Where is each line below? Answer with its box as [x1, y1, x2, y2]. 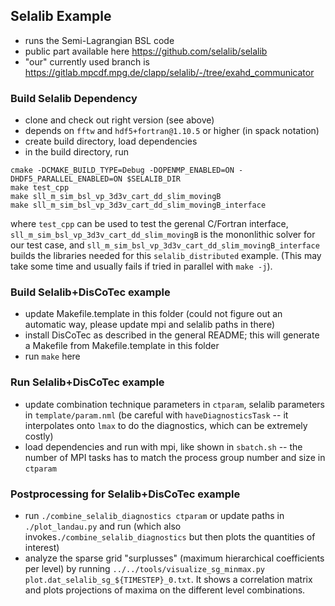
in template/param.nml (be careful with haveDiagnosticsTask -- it [24, 409, 289, 421]
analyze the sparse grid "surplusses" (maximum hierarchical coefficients [24, 552, 325, 564]
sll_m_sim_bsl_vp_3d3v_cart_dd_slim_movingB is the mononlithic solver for [10, 229, 316, 241]
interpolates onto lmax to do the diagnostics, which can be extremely [24, 419, 308, 431]
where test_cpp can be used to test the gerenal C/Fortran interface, [10, 218, 289, 230]
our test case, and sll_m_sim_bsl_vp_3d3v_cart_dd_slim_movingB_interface [10, 239, 320, 251]
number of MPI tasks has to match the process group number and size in [24, 451, 326, 463]
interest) [24, 542, 60, 553]
